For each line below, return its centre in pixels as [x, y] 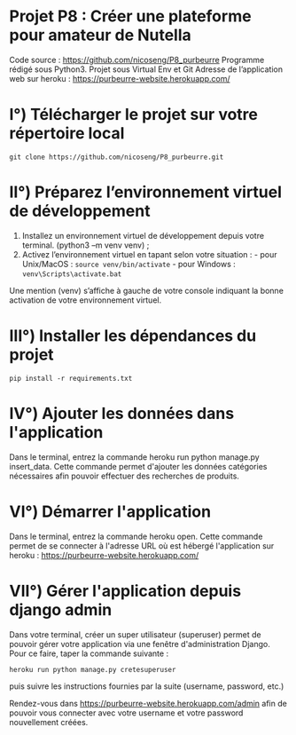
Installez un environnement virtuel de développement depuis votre [143, 235]
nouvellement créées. [49, 722]
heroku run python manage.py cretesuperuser [93, 669]
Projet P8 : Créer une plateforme [130, 16]
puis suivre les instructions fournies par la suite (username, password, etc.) [147, 686]
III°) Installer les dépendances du [133, 336]
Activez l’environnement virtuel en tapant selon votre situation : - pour [149, 254]
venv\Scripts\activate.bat [72, 274]
